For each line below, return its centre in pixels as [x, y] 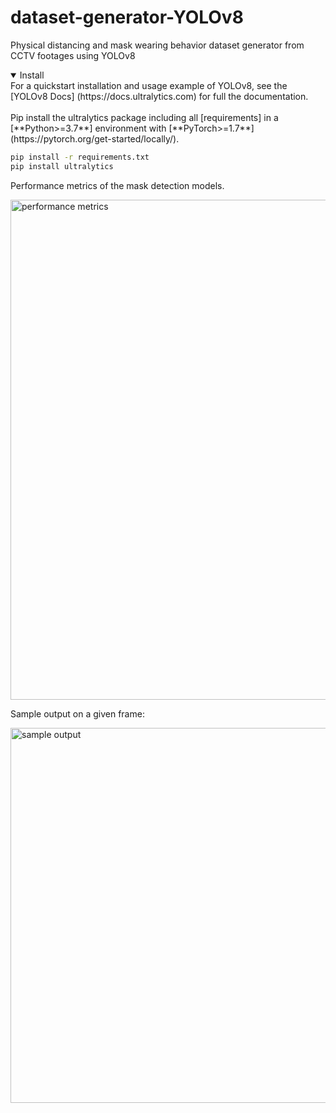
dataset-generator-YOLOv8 [127, 17]
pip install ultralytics [62, 166]
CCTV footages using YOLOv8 [73, 55]
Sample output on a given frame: [77, 713]
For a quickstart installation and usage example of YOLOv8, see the [149, 85]
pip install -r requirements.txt [80, 157]
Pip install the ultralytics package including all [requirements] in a [144, 117]
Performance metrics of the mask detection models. [117, 185]
